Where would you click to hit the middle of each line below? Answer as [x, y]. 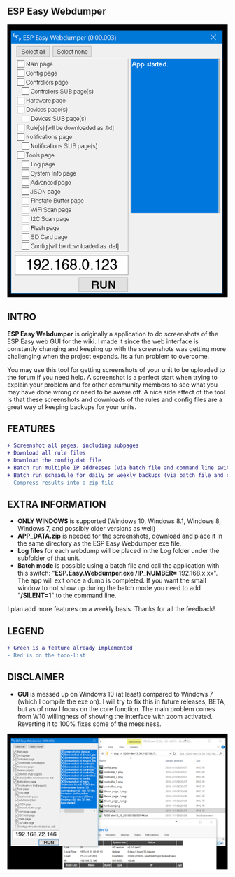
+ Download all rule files [47, 453]
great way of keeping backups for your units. [72, 407]
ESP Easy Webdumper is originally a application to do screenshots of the [113, 334]
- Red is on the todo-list [47, 656]
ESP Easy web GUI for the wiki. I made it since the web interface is [103, 341]
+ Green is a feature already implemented [70, 648]
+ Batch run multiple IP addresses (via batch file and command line [111, 468]
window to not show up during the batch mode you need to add [109, 588]
